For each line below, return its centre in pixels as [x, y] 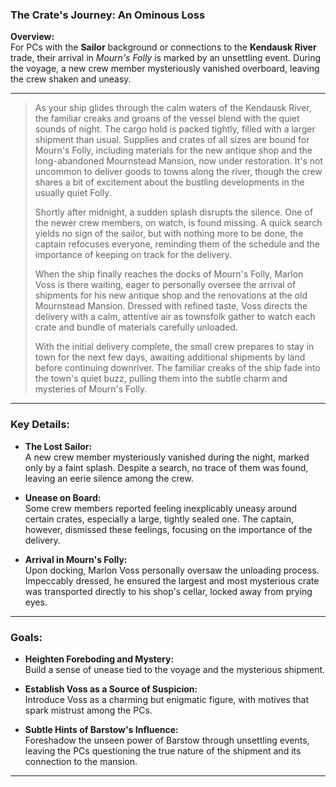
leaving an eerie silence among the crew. [109, 478]
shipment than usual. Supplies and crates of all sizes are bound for [172, 140]
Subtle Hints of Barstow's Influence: [101, 729]
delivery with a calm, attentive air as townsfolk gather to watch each [175, 317]
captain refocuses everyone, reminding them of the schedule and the [177, 244]
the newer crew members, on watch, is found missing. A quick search [178, 223]
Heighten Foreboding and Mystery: [99, 659]
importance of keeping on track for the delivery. [133, 255]
